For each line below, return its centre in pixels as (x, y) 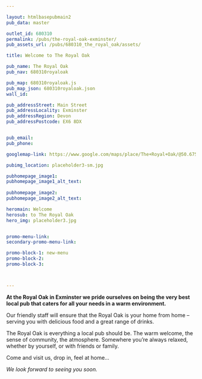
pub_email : (20, 138)
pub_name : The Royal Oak (37, 67)
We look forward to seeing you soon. (52, 369)
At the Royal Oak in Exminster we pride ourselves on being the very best (98, 297)
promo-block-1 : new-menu (37, 253)
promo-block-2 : (25, 259)
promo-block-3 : (25, 264)
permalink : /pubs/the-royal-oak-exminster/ (62, 39)
